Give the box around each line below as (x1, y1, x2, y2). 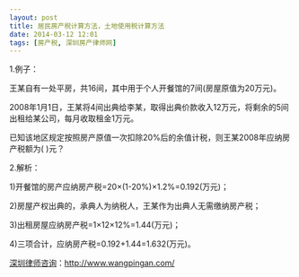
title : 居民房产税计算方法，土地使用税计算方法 (9, 22, 165, 30)
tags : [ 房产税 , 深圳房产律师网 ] (9, 38, 117, 48)
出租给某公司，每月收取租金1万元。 (9, 113, 139, 124)
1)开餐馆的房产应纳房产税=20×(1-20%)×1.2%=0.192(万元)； (9, 181, 229, 193)
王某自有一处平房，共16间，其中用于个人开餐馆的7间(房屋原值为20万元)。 (9, 82, 281, 94)
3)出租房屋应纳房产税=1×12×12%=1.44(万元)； (9, 220, 181, 230)
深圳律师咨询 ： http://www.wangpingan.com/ (9, 257, 175, 269)
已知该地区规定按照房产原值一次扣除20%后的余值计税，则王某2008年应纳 (9, 132, 283, 143)
